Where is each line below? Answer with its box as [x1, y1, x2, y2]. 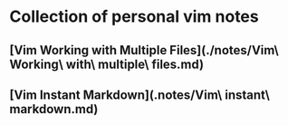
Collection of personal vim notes [9, 6, 260, 27]
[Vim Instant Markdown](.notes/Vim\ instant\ [9, 87, 270, 102]
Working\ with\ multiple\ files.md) [9, 56, 205, 72]
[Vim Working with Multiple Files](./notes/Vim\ [9, 43, 279, 58]
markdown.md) [9, 101, 99, 117]
